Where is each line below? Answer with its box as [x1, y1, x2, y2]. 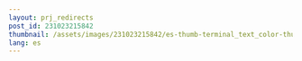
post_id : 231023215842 [8, 22, 94, 30]
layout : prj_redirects [8, 13, 94, 22]
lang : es [8, 38, 41, 48]
